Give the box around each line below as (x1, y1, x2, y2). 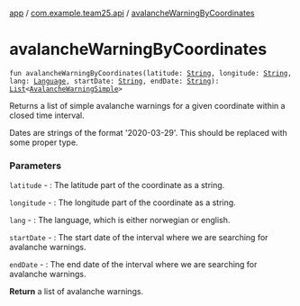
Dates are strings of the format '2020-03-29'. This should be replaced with (9, 127, 288, 138)
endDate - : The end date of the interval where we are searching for (9, 259, 258, 270)
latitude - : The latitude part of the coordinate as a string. (9, 180, 225, 191)
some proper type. (9, 137, 78, 148)
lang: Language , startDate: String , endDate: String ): (9, 76, 220, 85)
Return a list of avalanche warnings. (9, 286, 144, 297)
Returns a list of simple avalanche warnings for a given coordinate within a (9, 100, 286, 111)
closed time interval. (9, 110, 86, 121)
